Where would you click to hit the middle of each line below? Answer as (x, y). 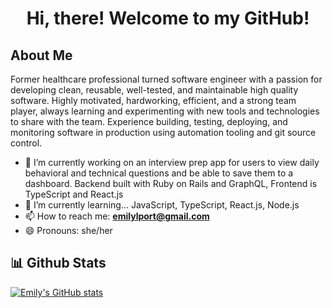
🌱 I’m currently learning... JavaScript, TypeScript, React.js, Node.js (162, 205)
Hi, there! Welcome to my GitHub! (168, 18)
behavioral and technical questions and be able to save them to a (159, 173)
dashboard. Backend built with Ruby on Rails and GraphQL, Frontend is (171, 183)
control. (26, 143)
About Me (41, 55)
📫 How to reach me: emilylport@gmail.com (117, 216)
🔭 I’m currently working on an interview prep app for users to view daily (172, 162)
